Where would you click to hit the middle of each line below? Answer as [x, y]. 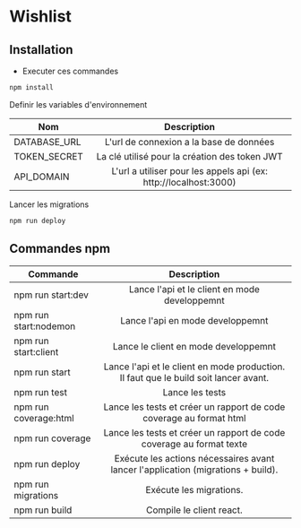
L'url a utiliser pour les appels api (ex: [190, 170]
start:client [36, 351]
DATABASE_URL [47, 142]
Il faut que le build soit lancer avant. [194, 377]
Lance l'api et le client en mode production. [194, 367]
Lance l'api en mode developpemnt [194, 320]
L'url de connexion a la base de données [189, 142]
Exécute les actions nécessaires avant [194, 458]
